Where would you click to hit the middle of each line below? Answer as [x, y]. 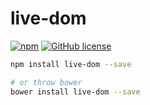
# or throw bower [46, 82]
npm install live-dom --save [71, 64]
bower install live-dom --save [75, 92]
